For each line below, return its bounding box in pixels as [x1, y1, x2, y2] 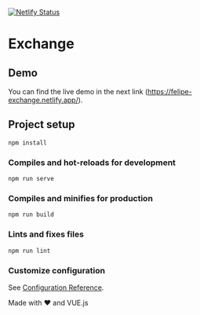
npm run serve [8, 175, 55, 183]
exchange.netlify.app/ [8, 95, 78, 104]
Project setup [8, 118, 76, 131]
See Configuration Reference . [8, 283, 104, 292]
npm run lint [8, 247, 51, 255]
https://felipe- [147, 87, 192, 96]
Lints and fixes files [8, 229, 85, 240]
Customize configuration [8, 265, 106, 276]
